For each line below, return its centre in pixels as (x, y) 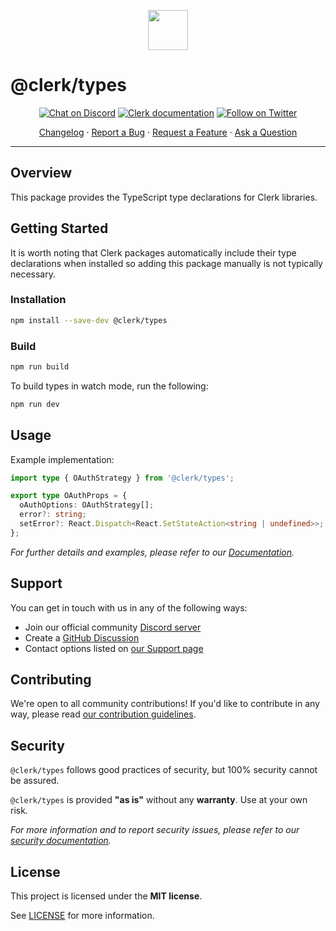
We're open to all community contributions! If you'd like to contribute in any (165, 704)
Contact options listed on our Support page (114, 648)
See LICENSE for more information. (82, 916)
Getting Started (59, 228)
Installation (38, 300)
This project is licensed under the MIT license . (106, 896)
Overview (41, 173)
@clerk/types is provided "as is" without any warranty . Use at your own (159, 800)
